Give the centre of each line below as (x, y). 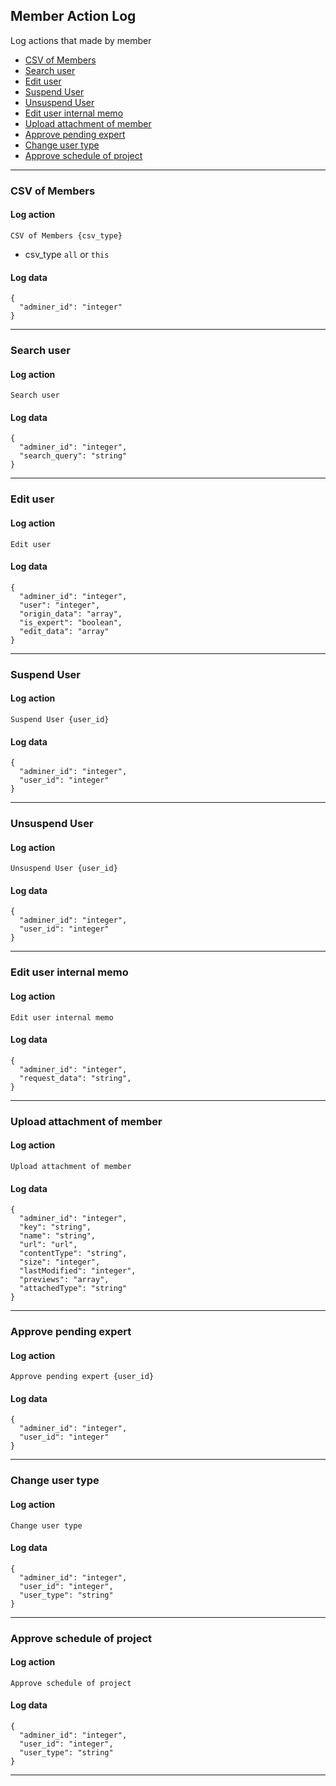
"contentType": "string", (73, 1254)
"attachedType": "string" (73, 1289)
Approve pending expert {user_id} (82, 1377)
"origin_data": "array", (71, 614)
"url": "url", (48, 1245)
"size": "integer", (60, 1262)
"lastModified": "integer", (78, 1271)
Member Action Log (73, 16)
